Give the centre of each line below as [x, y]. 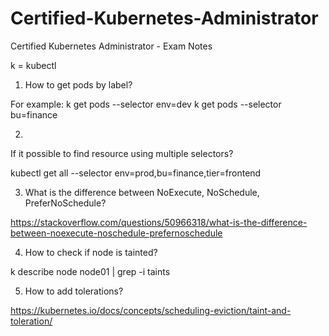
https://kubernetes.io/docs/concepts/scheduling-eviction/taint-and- [151, 310]
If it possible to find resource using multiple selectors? [122, 153]
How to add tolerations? [74, 291]
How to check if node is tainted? [91, 252]
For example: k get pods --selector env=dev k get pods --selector [146, 104]
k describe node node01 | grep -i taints [90, 271]
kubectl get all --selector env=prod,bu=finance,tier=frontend [136, 173]
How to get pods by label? [78, 84]
